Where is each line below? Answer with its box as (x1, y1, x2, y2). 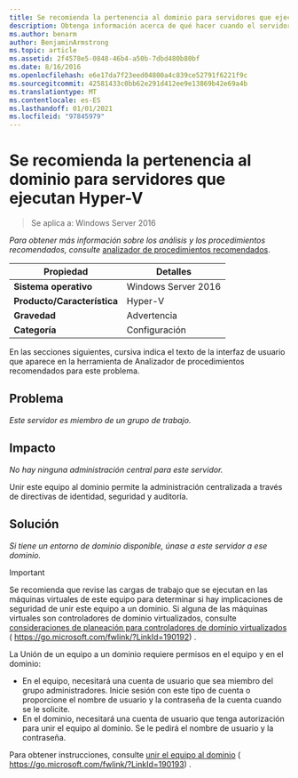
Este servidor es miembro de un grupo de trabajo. (9, 414, 192, 425)
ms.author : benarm (9, 29, 77, 38)
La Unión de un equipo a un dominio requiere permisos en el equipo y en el (9, 648, 284, 659)
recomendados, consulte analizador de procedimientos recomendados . (9, 245, 271, 255)
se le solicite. (21, 703, 71, 714)
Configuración (126, 324, 186, 336)
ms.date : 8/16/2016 (9, 63, 82, 72)
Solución (9, 517, 59, 532)
